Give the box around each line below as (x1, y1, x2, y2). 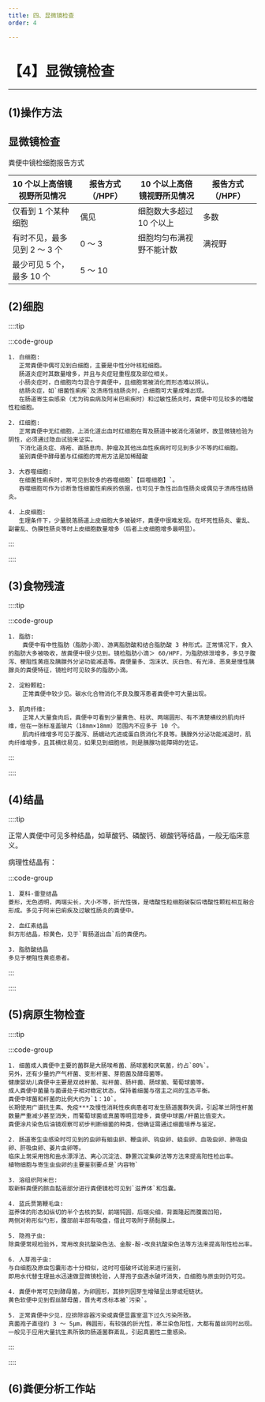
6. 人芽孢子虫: (8, 1255, 53, 1264)
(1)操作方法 (8, 106, 62, 119)
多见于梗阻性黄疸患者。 (8, 954, 73, 962)
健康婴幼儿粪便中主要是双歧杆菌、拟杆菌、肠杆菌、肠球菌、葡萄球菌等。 (8, 1078, 208, 1086)
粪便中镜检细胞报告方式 (8, 157, 84, 167)
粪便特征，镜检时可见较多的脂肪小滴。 (25, 667, 132, 675)
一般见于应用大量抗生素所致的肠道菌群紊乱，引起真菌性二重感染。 (8, 1328, 191, 1336)
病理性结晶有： (8, 858, 57, 867)
